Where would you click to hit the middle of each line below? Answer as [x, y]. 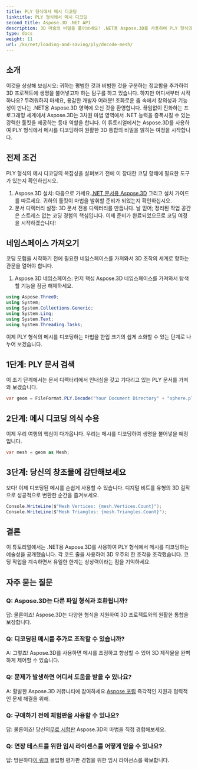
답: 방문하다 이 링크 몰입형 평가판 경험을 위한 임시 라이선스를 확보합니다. [88, 760]
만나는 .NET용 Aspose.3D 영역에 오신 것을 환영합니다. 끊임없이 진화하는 [100, 108]
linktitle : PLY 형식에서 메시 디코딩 [47, 17]
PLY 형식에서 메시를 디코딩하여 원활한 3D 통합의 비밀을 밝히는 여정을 [91, 130]
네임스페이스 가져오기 [43, 243]
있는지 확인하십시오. [35, 181]
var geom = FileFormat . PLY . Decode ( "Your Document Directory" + [85, 398]
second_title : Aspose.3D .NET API [49, 22]
